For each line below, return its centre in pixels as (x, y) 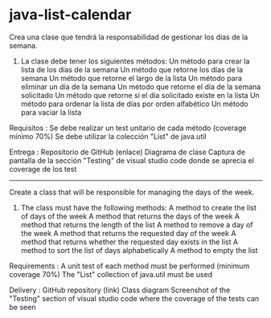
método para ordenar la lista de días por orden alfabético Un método (134, 104)
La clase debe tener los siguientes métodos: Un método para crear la (135, 61)
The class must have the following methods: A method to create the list (138, 207)
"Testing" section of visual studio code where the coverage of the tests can (134, 298)
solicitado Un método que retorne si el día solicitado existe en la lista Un (140, 95)
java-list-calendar (70, 15)
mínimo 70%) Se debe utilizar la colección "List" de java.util (108, 136)
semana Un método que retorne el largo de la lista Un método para (131, 78)
